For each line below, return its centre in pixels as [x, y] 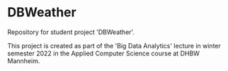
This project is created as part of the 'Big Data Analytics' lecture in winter [114, 45]
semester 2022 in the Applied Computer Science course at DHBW [104, 53]
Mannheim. [24, 60]
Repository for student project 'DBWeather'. [71, 32]
